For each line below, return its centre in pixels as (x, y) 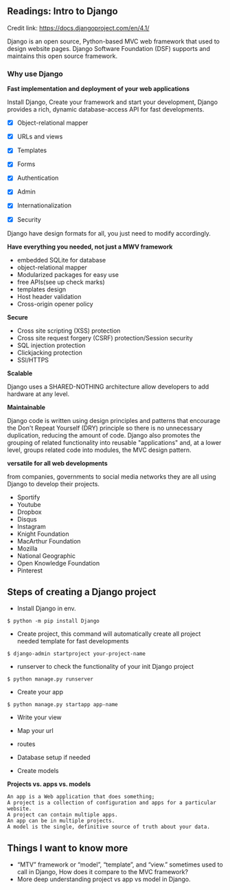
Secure (18, 317)
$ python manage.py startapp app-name (62, 705)
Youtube (29, 504)
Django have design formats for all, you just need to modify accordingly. (109, 233)
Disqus (27, 519)
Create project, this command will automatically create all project (109, 634)
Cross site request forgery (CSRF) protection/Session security (105, 338)
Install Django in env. (47, 608)
